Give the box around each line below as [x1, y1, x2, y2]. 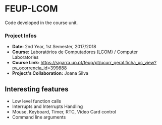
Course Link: [12, 60, 40, 66]
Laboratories [12, 54, 39, 60]
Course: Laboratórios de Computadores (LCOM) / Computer [12, 49, 138, 55]
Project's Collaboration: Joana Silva [12, 70, 89, 76]
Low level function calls [12, 98, 62, 104]
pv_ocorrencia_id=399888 [12, 65, 67, 71]
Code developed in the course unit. [5, 20, 78, 26]
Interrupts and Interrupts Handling [12, 103, 83, 109]
